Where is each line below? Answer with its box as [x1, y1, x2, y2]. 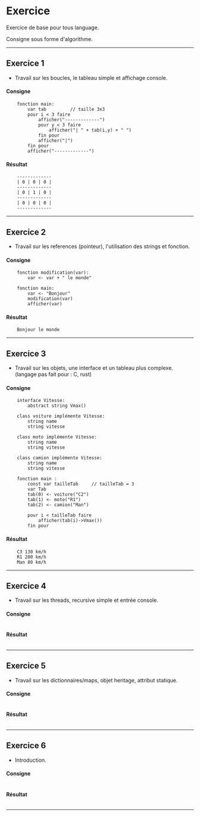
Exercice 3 [6, 348, 46, 358]
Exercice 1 [6, 58, 45, 69]
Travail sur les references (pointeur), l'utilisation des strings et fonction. [14, 243, 190, 250]
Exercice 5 [6, 661, 46, 671]
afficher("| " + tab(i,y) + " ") [48, 127, 132, 133]
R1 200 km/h [17, 554, 46, 560]
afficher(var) [27, 301, 62, 307]
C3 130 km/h [17, 549, 46, 555]
